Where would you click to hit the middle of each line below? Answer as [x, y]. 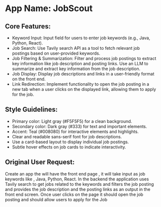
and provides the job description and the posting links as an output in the [78, 189]
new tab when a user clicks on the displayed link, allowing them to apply [84, 89]
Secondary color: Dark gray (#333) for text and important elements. [80, 126]
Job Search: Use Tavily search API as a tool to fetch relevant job [76, 48]
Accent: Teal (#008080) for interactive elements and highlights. [75, 132]
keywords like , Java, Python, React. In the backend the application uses [77, 179]
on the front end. [29, 79]
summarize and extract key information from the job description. [76, 69]
